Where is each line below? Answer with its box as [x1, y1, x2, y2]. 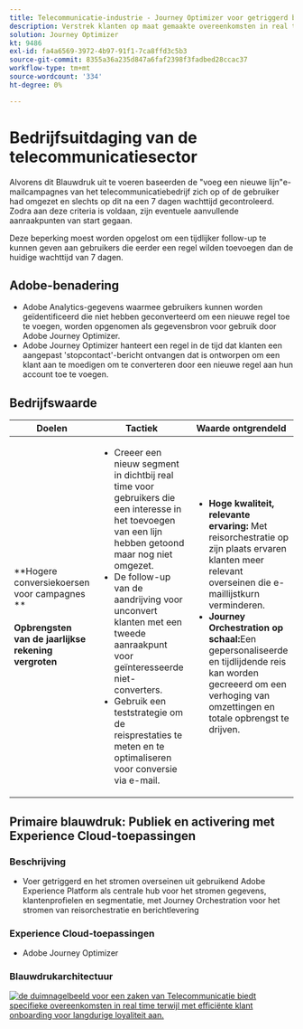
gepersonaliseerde [208, 644, 289, 656]
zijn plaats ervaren [208, 543, 287, 555]
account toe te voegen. [22, 369, 109, 380]
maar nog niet [114, 548, 173, 561]
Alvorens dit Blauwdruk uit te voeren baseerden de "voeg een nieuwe [9, 176, 268, 187]
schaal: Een [208, 633, 257, 646]
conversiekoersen [14, 576, 90, 589]
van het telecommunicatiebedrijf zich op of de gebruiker [70, 186, 280, 197]
